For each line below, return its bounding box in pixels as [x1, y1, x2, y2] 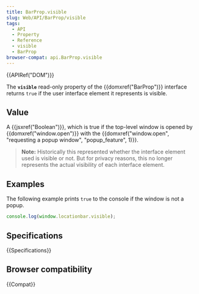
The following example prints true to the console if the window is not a [6, 195, 184, 202]
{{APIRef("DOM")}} [6, 71, 55, 78]
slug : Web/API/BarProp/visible [6, 15, 86, 21]
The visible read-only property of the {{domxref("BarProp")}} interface [6, 83, 187, 90]
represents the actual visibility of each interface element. [21, 161, 165, 169]
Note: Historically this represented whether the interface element [21, 148, 186, 156]
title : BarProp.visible [6, 9, 67, 15]
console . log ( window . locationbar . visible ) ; [6, 213, 116, 220]
